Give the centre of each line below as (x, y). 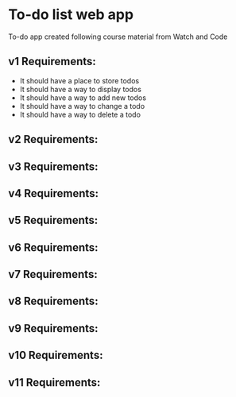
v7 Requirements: (53, 274)
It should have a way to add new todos (83, 98)
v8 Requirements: (53, 301)
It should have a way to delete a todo (80, 114)
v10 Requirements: (56, 355)
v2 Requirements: (53, 139)
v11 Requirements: (54, 382)
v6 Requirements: (53, 247)
